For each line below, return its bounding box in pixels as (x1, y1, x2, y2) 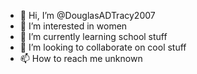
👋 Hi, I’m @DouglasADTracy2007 (19, 10, 156, 21)
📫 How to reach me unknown (19, 53, 143, 64)
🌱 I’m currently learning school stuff (19, 31, 168, 42)
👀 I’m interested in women (19, 20, 128, 32)
